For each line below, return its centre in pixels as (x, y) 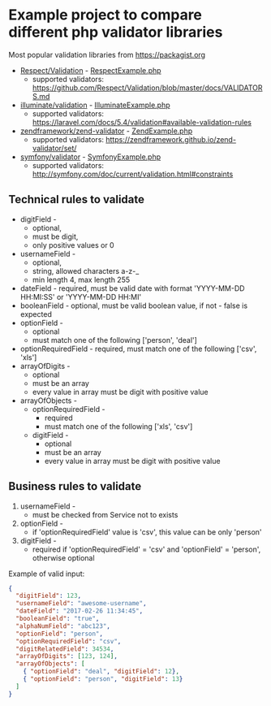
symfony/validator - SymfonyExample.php (90, 157)
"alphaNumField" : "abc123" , (63, 626)
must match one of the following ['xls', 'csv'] (118, 426)
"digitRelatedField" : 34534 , (65, 649)
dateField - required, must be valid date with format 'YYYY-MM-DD (132, 288)
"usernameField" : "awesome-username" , (82, 604)
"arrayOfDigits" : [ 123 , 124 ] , (67, 656)
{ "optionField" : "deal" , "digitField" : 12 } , (101, 672)
